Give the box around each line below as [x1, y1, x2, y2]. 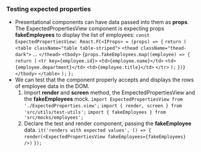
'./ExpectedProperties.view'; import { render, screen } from [23, 103, 182, 109]
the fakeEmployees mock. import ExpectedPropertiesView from [23, 95, 183, 103]
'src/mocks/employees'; [23, 115, 84, 121]
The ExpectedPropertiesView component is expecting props [14, 25, 164, 32]
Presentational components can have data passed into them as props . [14, 19, 190, 26]
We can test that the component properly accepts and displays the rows [14, 76, 194, 83]
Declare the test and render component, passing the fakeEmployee [23, 120, 191, 127]
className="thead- [140, 45, 187, 51]
